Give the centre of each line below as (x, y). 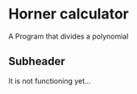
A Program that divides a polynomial (68, 36)
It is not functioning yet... (50, 80)
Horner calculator (68, 14)
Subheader (37, 61)
